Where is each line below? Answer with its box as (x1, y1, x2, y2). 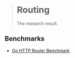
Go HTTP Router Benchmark (11, 47, 70, 53)
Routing (16, 4, 50, 16)
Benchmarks (4, 35, 45, 43)
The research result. (16, 20, 58, 26)
